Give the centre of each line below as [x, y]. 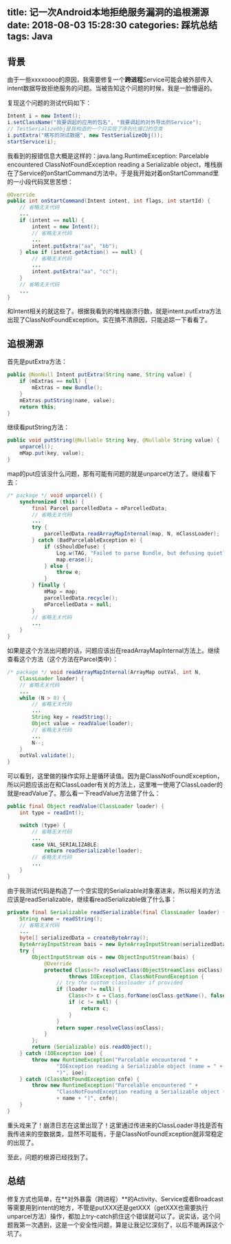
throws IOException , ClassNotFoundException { [136, 976]
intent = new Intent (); [66, 226]
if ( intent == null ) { [52, 220]
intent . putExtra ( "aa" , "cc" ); [75, 272]
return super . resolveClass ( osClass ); [110, 1028]
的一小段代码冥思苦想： [40, 181]
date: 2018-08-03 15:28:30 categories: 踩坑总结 [112, 25]
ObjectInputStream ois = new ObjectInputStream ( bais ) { [113, 957]
